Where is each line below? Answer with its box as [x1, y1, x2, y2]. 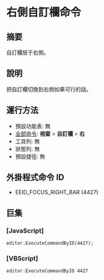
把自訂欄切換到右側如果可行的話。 [6, 86, 92, 93]
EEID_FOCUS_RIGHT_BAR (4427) [15, 189, 99, 196]
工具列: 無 [15, 137, 40, 145]
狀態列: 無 [15, 145, 40, 152]
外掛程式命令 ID [6, 172, 65, 183]
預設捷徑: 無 [15, 152, 46, 160]
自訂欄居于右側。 [6, 49, 49, 56]
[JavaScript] [6, 226, 44, 234]
